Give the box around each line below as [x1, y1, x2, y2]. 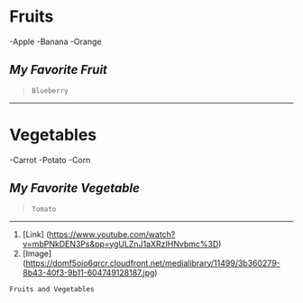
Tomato [31, 205, 57, 214]
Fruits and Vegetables [9, 284, 95, 294]
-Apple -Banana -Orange [9, 36, 102, 47]
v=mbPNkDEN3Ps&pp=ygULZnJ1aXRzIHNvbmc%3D [22, 238, 219, 249]
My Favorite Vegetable [9, 180, 140, 196]
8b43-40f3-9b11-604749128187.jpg [22, 267, 155, 278]
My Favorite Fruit [9, 62, 108, 78]
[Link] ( [22, 228, 50, 240]
